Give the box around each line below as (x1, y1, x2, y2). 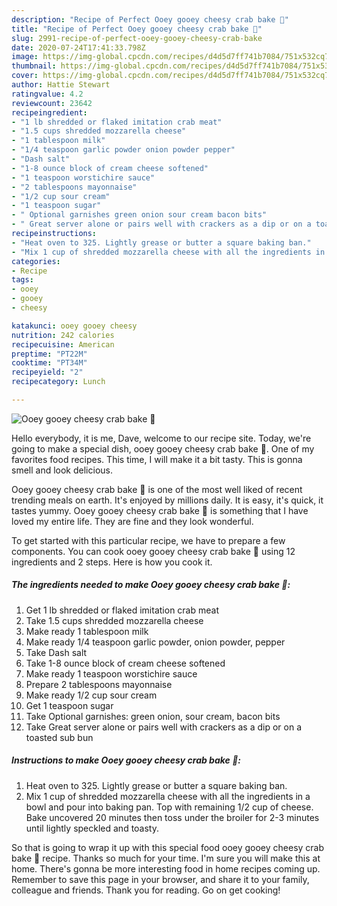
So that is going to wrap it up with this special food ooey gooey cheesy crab (11, 841, 325, 853)
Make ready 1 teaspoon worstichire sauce (25, 667, 198, 680)
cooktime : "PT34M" (11, 358, 88, 368)
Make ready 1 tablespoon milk (25, 625, 149, 637)
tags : (11, 275, 34, 285)
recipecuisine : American (11, 339, 115, 350)
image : (11, 52, 39, 62)
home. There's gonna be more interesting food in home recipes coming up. (11, 862, 321, 875)
